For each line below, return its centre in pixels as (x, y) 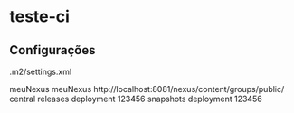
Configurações (53, 50)
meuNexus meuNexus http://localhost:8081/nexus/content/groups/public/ (147, 89)
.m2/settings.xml (41, 71)
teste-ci (40, 17)
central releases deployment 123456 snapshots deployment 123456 (136, 99)
